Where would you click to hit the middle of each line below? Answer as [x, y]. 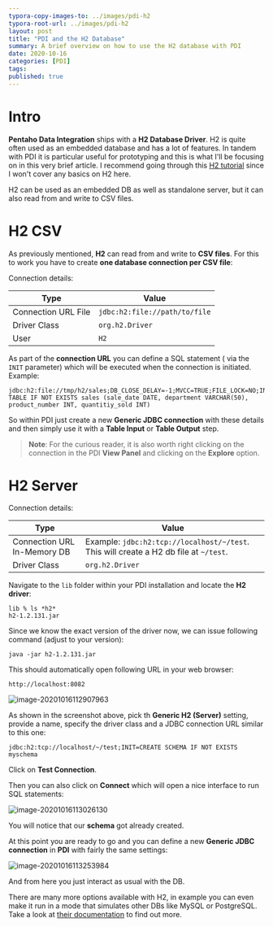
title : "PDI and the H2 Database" [67, 39]
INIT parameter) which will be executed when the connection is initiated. [130, 367]
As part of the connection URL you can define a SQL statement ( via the [129, 358]
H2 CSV [35, 231]
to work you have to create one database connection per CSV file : [121, 262]
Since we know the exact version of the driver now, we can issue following [133, 631]
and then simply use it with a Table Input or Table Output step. [114, 429]
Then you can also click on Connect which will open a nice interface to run [134, 786]
